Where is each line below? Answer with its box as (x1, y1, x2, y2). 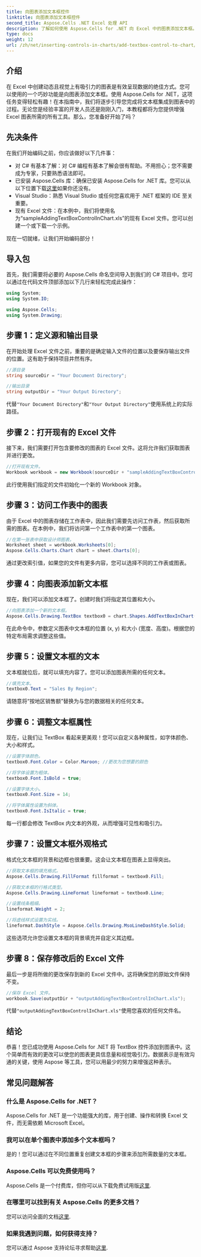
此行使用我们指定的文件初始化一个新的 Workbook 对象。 (6, 481, 145, 488)
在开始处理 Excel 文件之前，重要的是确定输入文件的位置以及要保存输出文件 (6, 347, 190, 354)
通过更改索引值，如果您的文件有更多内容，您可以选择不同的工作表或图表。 (6, 559, 190, 566)
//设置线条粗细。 (6, 900, 43, 907)
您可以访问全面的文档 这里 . (6, 1213, 71, 1220)
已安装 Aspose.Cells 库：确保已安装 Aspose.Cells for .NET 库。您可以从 (14, 177, 191, 184)
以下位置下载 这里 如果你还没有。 (14, 184, 94, 192)
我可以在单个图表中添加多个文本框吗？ (6, 1135, 117, 1144)
